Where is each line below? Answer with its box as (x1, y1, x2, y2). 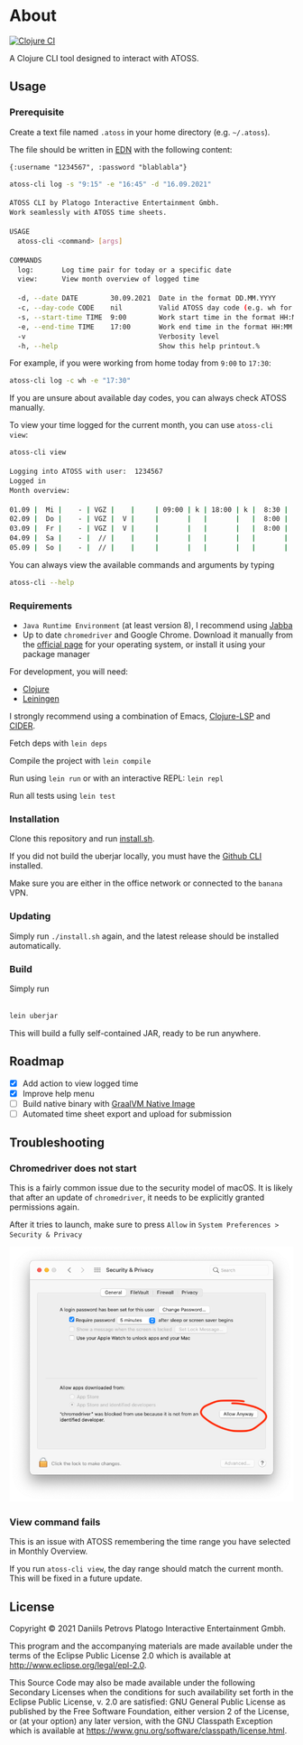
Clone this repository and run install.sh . (9, 833, 155, 844)
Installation (9, 812, 60, 825)
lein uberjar (9, 1011, 59, 1020)
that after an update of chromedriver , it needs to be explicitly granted (9, 1193, 265, 1203)
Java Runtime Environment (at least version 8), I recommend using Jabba (22, 620, 293, 631)
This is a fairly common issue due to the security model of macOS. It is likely (9, 1183, 293, 1193)
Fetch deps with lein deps (9, 738, 108, 749)
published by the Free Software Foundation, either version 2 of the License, (9, 1706, 290, 1717)
